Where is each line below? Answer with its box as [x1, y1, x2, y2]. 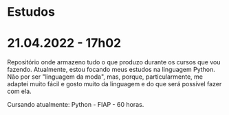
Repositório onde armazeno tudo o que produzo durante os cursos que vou [7, 58, 221, 66]
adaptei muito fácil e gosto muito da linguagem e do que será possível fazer [7, 80, 222, 88]
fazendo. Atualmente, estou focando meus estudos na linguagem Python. [7, 66, 215, 74]
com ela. [7, 87, 32, 96]
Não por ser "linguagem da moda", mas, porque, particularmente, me [7, 73, 203, 81]
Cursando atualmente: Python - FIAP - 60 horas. [7, 101, 144, 109]
